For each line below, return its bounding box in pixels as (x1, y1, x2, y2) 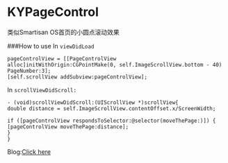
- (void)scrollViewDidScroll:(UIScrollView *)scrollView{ (7, 98, 179, 106)
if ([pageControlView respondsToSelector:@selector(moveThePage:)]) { (7, 117, 216, 124)
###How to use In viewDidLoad (7, 42, 95, 50)
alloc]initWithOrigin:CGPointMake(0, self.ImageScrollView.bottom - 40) (7, 61, 222, 68)
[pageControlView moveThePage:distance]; (7, 123, 129, 130)
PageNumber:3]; (7, 67, 51, 74)
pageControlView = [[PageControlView (7, 55, 117, 62)
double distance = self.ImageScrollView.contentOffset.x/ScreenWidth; (7, 105, 216, 112)
